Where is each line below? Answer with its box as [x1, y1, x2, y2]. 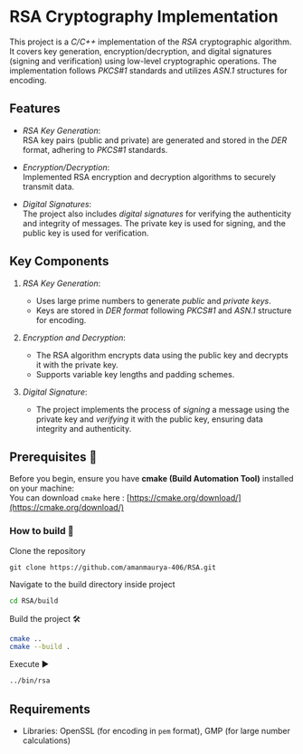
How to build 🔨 [9, 525, 74, 538]
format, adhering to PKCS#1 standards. [22, 144, 168, 155]
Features [9, 101, 61, 117]
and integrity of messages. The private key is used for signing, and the [22, 217, 287, 228]
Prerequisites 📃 [9, 449, 98, 464]
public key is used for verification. [22, 227, 149, 238]
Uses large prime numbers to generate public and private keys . [35, 295, 271, 306]
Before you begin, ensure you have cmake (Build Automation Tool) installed [9, 473, 294, 484]
